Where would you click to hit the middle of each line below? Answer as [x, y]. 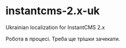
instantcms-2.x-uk [53, 11]
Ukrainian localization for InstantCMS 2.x [55, 27]
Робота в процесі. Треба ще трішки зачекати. [63, 39]
